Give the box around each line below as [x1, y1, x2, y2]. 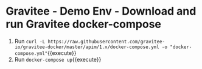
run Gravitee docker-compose [5, 17, 162, 31]
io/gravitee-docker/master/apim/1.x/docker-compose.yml [14, 44, 159, 50]
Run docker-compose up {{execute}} [14, 56, 102, 63]
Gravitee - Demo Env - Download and [5, 4, 197, 18]
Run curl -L [14, 37, 46, 45]
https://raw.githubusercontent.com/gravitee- [47, 38, 165, 45]
